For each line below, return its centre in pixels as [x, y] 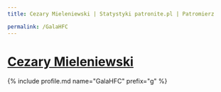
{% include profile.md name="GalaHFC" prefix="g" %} [87, 81]
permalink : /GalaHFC [38, 27]
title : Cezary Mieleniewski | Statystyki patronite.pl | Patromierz [111, 14]
